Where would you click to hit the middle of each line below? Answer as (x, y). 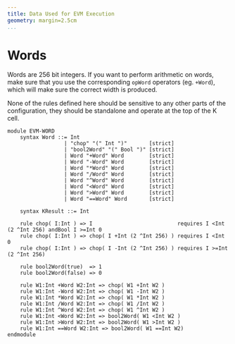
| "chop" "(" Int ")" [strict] (119, 144)
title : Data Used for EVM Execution (61, 14)
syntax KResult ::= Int (55, 211)
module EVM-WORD (31, 131)
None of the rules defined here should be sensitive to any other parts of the (117, 104)
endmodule (22, 335)
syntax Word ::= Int (50, 137)
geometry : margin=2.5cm (42, 20)
